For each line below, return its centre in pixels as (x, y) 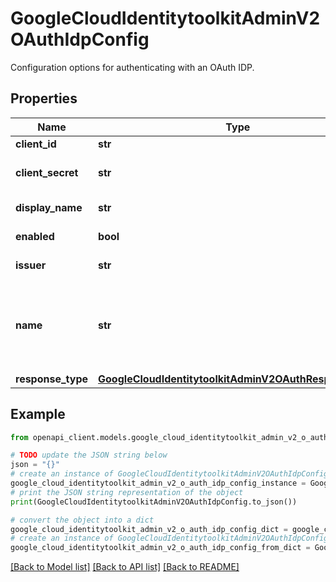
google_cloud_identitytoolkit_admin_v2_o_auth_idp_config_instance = (158, 483)
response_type (52, 379)
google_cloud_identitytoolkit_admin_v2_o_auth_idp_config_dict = (149, 529)
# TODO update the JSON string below (89, 455)
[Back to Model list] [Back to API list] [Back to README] (125, 567)
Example (38, 414)
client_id (36, 144)
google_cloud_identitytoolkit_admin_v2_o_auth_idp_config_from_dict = (160, 548)
